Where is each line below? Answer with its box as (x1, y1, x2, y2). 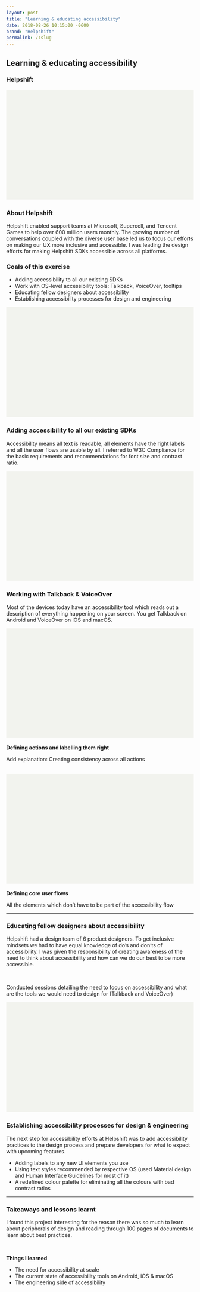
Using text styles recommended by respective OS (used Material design (14, 1165, 192, 1172)
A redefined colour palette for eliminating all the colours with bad (14, 1178, 174, 1186)
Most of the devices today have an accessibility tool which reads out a (6, 604, 179, 611)
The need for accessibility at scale (14, 1266, 99, 1273)
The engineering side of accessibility (14, 1279, 106, 1286)
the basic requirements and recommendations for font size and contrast (6, 452, 183, 460)
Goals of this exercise (6, 263, 70, 271)
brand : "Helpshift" (6, 29, 55, 35)
